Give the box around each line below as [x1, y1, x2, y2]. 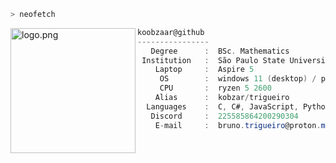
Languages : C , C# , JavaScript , [146, 101, 299, 112]
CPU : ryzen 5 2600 [159, 83, 272, 94]
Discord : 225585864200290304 [150, 111, 299, 121]
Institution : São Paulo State [141, 55, 286, 65]
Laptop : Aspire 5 [154, 65, 255, 75]
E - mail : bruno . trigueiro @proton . [154, 120, 322, 130]
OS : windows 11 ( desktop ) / [159, 74, 317, 84]
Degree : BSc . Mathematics [150, 46, 290, 56]
